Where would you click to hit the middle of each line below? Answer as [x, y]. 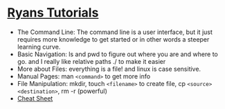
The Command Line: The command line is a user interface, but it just [115, 32]
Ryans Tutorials [53, 13]
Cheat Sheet [35, 98]
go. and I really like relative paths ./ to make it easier [91, 61]
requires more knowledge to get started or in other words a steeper [113, 39]
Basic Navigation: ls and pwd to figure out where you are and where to [117, 54]
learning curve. [39, 47]
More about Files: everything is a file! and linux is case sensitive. [109, 69]
